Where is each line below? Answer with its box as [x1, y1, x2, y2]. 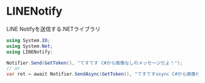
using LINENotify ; [6, 49, 53, 55]
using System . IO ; [6, 37, 51, 43]
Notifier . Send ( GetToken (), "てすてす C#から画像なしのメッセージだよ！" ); [6, 60, 183, 66]
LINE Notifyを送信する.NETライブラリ [6, 25, 101, 32]
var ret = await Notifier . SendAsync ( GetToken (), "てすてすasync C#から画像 [6, 71, 196, 78]
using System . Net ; [6, 43, 53, 49]
